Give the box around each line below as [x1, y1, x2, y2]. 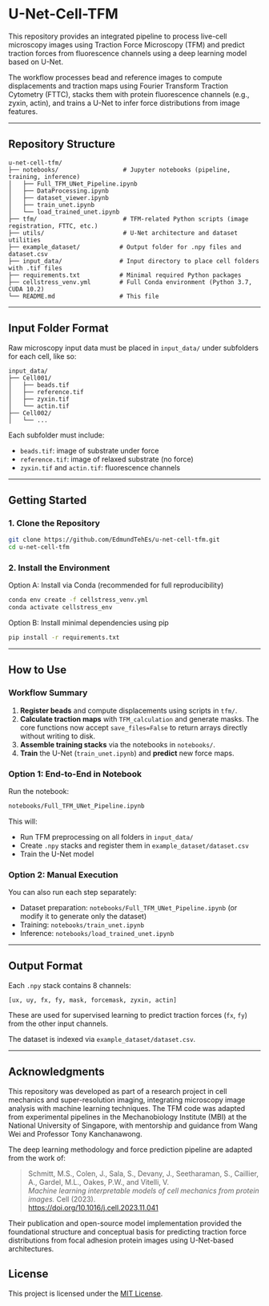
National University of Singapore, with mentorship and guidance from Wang [8, 1121, 258, 1130]
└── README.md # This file [8, 292, 159, 300]
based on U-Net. [8, 57, 64, 67]
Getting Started [8, 493, 87, 507]
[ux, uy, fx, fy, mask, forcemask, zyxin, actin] [8, 996, 178, 1004]
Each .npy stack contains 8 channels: [8, 980, 132, 990]
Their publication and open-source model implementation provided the [8, 1218, 243, 1228]
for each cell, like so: [8, 351, 77, 361]
